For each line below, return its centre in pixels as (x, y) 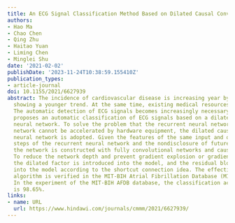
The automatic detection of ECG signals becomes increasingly (106, 111)
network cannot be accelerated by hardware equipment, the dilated (114, 131)
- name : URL (24, 202)
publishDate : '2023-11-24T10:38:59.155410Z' (73, 72)
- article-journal (34, 85)
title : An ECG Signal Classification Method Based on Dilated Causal (111, 14)
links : (17, 196)
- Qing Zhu (23, 40)
